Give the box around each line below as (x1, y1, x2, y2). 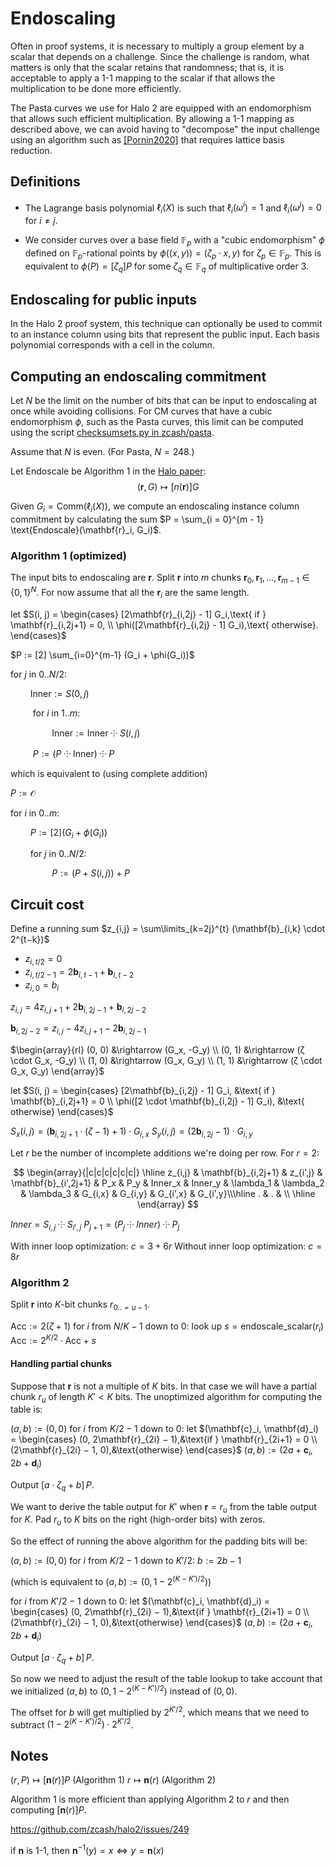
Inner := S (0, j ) (29, 687, 90, 699)
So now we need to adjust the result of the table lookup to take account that (10, 1673, 323, 1685)
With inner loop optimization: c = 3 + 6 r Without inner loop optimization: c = (10, 1240, 323, 1252)
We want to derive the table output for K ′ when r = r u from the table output (10, 1500, 317, 1515)
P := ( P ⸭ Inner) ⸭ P (32, 747, 115, 759)
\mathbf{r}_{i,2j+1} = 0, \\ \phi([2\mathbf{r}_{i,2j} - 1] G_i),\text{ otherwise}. (10, 618, 319, 631)
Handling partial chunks (10, 1357, 113, 1369)
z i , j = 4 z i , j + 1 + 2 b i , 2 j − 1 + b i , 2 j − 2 (10, 1000, 147, 1015)
